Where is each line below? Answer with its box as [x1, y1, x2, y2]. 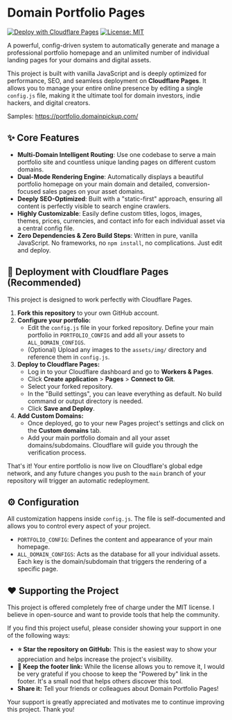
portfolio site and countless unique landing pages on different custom [17, 158, 216, 166]
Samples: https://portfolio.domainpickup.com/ [7, 112, 139, 120]
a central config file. [17, 223, 75, 232]
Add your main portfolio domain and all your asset [27, 434, 170, 442]
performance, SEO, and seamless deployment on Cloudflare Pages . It [7, 76, 206, 84]
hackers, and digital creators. [7, 98, 91, 107]
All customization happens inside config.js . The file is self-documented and [7, 515, 226, 523]
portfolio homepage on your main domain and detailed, [17, 180, 175, 188]
